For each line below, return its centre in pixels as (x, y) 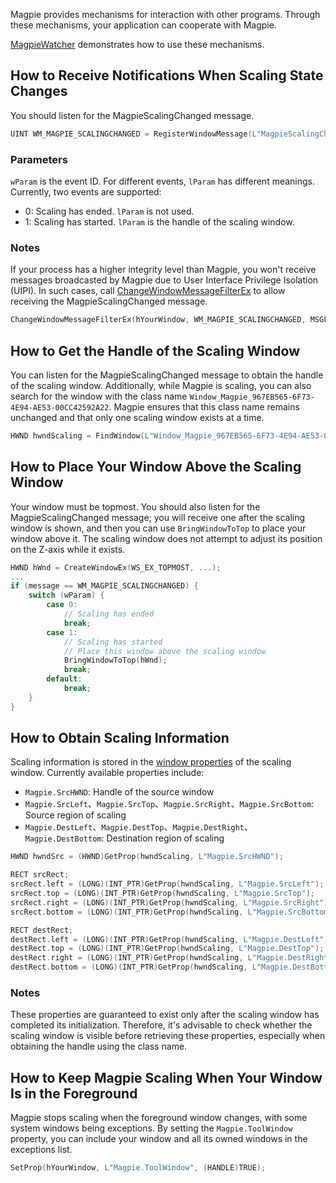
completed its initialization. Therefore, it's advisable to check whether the (161, 1025)
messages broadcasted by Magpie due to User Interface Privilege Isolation (164, 280)
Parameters (39, 159)
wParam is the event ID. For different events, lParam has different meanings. (163, 181)
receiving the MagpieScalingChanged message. (109, 301)
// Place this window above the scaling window (165, 651)
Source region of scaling (75, 815)
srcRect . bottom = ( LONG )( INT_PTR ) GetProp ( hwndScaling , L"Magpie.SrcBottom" (171, 912)
